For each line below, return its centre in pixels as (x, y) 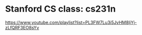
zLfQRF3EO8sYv (22, 27)
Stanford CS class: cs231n (60, 9)
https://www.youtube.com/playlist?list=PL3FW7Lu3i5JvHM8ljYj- (71, 22)
